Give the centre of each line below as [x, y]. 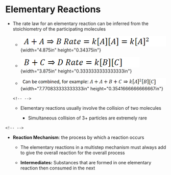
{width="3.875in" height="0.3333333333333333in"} [76, 71]
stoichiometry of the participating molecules [59, 29]
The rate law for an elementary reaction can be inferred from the [81, 23]
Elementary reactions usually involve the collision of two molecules [91, 108]
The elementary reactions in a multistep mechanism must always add [93, 147]
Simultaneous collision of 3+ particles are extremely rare [87, 118]
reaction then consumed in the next [58, 168]
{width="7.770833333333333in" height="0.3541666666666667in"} [92, 88]
